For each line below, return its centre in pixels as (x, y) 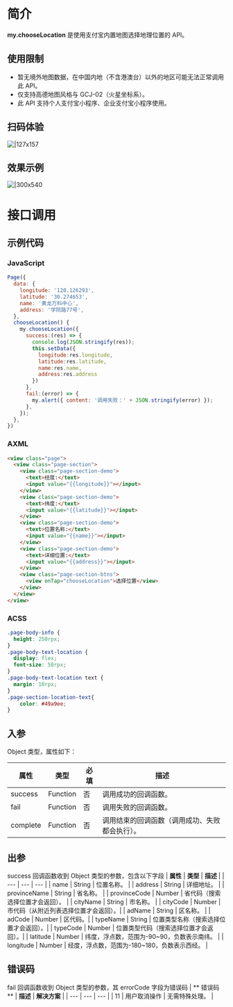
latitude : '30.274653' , (54, 297)
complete (26, 826)
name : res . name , (60, 368)
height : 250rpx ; (37, 639)
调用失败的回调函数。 (137, 808)
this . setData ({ (54, 348)
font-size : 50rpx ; (40, 665)
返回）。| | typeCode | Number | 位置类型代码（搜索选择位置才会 (116, 928)
